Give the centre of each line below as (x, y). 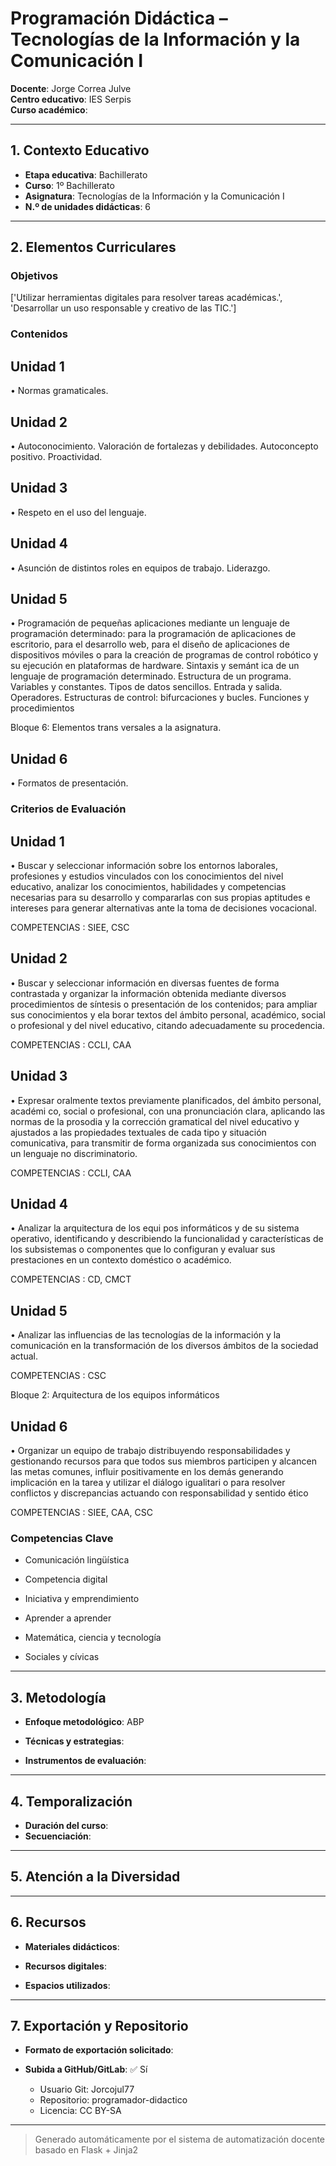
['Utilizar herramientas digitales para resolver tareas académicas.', (146, 298)
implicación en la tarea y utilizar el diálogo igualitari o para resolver (148, 1483)
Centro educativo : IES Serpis (71, 99)
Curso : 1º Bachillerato (69, 185)
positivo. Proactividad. (56, 456)
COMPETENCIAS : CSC (58, 1376)
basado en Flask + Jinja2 (86, 2150)
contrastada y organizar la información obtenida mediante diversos (148, 993)
